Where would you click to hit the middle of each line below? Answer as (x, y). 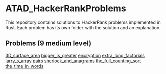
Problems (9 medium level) (48, 44)
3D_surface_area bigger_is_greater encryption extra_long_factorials (75, 55)
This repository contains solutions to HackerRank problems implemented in (83, 22)
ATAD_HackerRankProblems (66, 9)
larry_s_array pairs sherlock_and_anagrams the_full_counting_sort (73, 61)
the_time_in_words (24, 66)
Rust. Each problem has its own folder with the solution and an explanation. (83, 27)
